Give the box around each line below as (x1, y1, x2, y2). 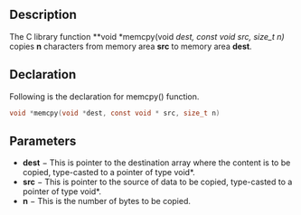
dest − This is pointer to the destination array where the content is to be (22, 157, 291, 168)
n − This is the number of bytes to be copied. (22, 196, 192, 207)
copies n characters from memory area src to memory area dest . (9, 41, 252, 51)
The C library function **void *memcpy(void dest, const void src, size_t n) (9, 31, 285, 42)
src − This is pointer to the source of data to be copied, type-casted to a (22, 176, 293, 188)
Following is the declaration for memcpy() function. (9, 90, 200, 102)
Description (9, 7, 77, 23)
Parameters (9, 133, 77, 148)
